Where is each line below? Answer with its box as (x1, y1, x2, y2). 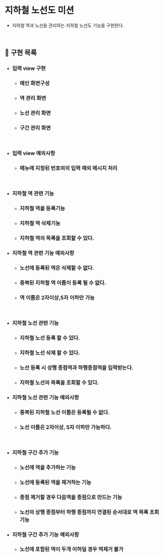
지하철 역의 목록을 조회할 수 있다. (19, 235, 94, 242)
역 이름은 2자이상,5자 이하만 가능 (19, 294, 95, 301)
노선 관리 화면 (19, 109, 51, 117)
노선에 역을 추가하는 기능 (19, 464, 76, 471)
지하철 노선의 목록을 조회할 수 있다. (19, 379, 99, 386)
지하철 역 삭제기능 (19, 220, 61, 227)
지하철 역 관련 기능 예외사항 (12, 249, 74, 256)
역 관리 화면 (19, 95, 46, 102)
